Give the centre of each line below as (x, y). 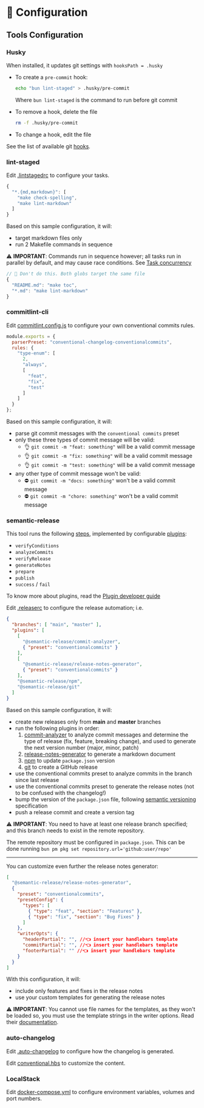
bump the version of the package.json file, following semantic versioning (105, 799)
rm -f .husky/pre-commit (46, 123)
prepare (25, 572)
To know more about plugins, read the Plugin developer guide (83, 596)
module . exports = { (31, 336)
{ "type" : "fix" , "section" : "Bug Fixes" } (84, 917)
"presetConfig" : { (40, 900)
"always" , (35, 365)
